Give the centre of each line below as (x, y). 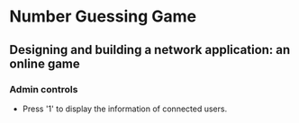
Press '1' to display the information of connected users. (125, 109)
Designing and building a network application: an (150, 50)
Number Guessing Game (103, 17)
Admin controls (44, 89)
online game (45, 63)
